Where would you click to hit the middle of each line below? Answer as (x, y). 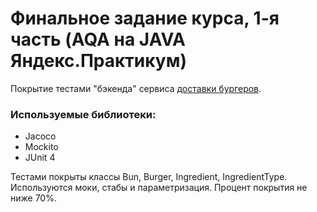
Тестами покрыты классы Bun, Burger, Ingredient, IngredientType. (149, 177)
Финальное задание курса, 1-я (145, 18)
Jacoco (40, 136)
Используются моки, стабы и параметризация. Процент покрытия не (159, 188)
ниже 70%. (33, 198)
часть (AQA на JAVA (98, 39)
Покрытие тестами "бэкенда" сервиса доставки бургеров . (136, 88)
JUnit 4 (40, 158)
